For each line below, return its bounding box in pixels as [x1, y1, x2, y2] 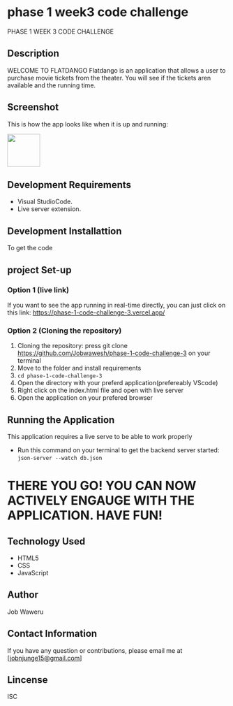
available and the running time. [7, 81, 96, 89]
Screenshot [7, 101, 59, 113]
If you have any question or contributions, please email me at [7, 646, 183, 654]
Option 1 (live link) [7, 284, 70, 294]
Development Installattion [7, 225, 122, 237]
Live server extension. [17, 205, 82, 213]
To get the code [7, 244, 53, 252]
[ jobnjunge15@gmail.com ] [7, 654, 82, 662]
